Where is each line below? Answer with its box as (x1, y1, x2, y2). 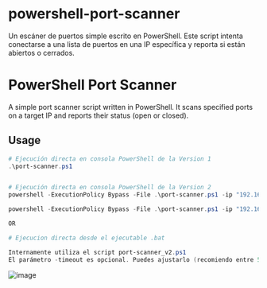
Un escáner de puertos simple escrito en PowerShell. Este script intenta (8, 31, 244, 41)
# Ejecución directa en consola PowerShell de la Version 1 (8, 154, 212, 163)
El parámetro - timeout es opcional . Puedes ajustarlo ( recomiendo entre (8, 255, 254, 263)
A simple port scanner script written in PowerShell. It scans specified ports (8, 102, 253, 111)
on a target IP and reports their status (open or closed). (8, 111, 189, 120)
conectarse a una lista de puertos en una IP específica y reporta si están (8, 39, 246, 49)
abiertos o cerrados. (8, 48, 75, 57)
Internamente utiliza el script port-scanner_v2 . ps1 (8, 248, 187, 256)
